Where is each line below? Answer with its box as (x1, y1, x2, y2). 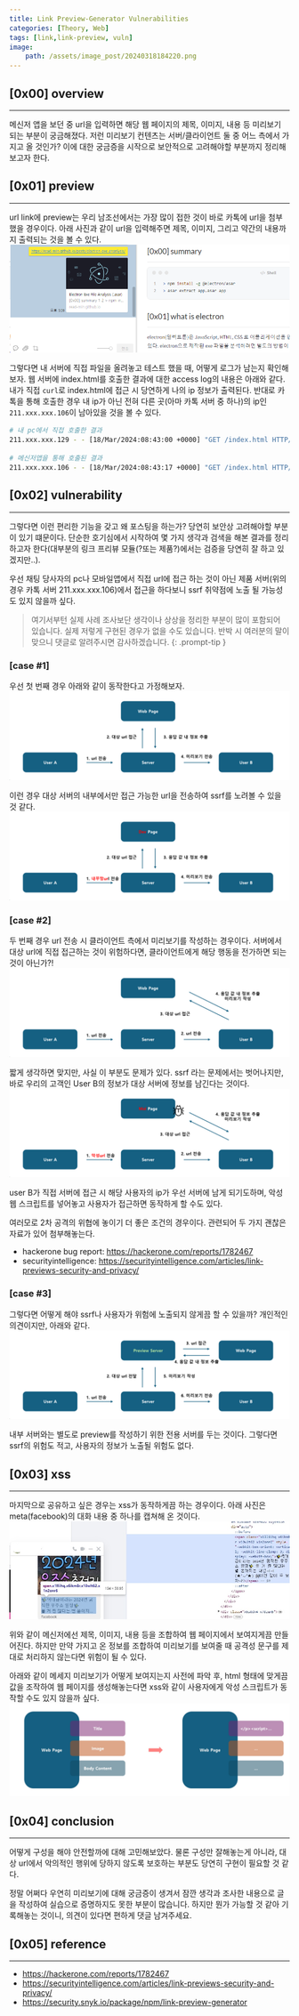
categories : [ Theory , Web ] (9, 23, 109, 33)
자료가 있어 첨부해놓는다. (9, 1229, 95, 1239)
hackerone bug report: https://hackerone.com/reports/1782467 (21, 1246, 254, 1257)
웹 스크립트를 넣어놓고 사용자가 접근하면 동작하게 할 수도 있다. (9, 1198, 223, 1209)
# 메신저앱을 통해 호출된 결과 (9, 454, 103, 463)
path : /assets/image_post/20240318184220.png (25, 52, 198, 61)
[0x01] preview (9, 179, 95, 194)
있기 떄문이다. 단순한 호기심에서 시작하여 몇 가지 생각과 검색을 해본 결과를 (18, 532, 273, 543)
